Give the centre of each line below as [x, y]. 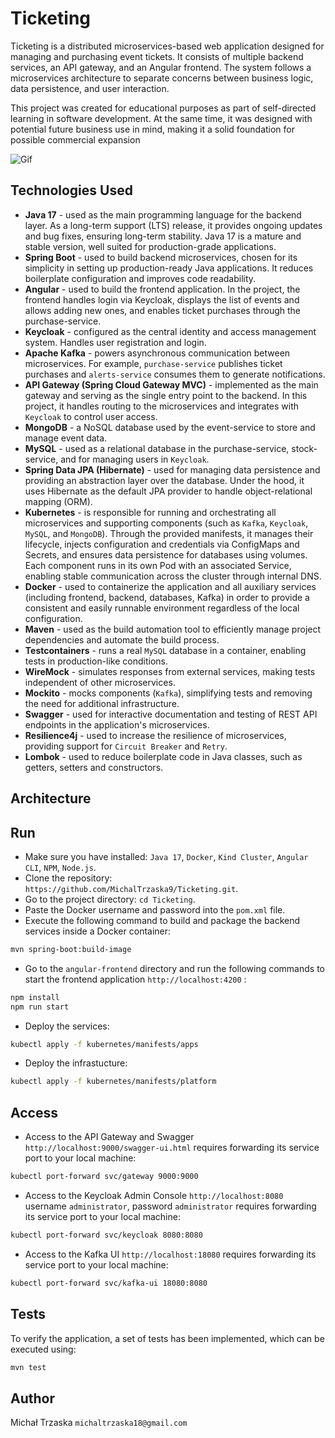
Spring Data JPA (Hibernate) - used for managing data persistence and [172, 469]
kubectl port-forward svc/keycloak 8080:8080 [106, 1235]
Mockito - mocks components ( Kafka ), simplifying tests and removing [168, 693]
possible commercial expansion [75, 139]
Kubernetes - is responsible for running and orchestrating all [150, 512]
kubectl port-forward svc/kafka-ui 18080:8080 [109, 1283]
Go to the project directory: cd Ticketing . [110, 899]
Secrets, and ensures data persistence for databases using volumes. [166, 554]
